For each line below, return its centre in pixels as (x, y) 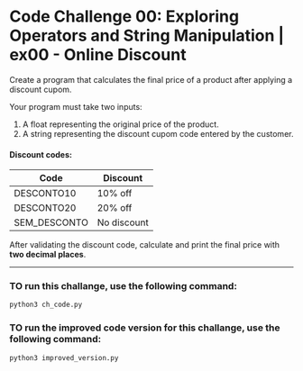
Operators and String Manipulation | (147, 36)
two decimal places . (48, 255)
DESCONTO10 (45, 194)
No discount (123, 222)
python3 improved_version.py (64, 357)
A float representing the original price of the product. (120, 124)
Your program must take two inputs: (76, 106)
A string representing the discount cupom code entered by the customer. (158, 133)
